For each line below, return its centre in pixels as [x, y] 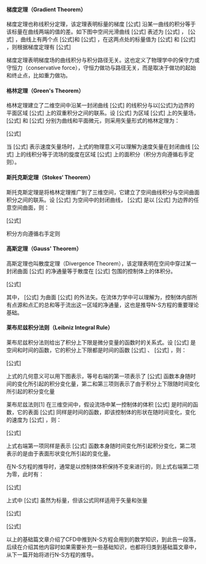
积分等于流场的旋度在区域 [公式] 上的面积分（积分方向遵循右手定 [113, 154]
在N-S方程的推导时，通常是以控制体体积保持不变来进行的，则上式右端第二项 [103, 467]
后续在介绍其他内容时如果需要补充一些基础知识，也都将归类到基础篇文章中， [103, 547]
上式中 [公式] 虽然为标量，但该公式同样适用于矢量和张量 [77, 500]
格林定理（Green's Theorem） [45, 90]
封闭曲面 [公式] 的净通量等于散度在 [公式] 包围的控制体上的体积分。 [91, 271]
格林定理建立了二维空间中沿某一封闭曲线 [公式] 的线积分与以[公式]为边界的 [101, 105]
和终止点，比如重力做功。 [39, 75]
